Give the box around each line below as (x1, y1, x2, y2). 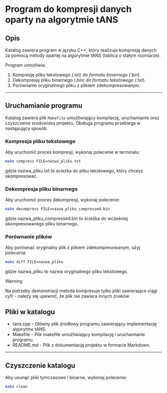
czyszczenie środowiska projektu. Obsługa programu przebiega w (5, 120, 141, 126)
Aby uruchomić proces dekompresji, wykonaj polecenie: (5, 197, 120, 203)
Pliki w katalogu (5, 308, 55, 316)
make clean (5, 384, 28, 389)
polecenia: (5, 250, 27, 256)
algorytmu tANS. (12, 326, 47, 332)
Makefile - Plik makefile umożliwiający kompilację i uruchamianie (12, 332, 145, 338)
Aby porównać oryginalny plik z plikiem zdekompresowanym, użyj (5, 244, 141, 250)
